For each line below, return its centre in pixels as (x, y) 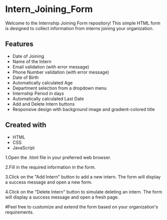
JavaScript (23, 147)
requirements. (19, 212)
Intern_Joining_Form (49, 9)
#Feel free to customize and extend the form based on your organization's (82, 206)
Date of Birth (25, 77)
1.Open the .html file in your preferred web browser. (58, 157)
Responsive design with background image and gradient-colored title (83, 109)
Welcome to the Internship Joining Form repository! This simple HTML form (83, 23)
